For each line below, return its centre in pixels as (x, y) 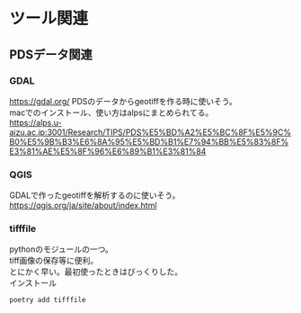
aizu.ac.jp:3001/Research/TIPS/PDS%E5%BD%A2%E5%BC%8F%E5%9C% (150, 132)
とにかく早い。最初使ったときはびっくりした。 (96, 272)
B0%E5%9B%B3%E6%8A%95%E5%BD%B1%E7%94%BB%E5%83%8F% (149, 141)
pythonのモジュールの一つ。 (62, 249)
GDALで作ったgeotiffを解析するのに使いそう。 (95, 195)
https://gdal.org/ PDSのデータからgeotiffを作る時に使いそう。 (124, 101)
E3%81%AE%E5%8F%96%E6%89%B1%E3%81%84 (108, 151)
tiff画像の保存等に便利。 (54, 261)
